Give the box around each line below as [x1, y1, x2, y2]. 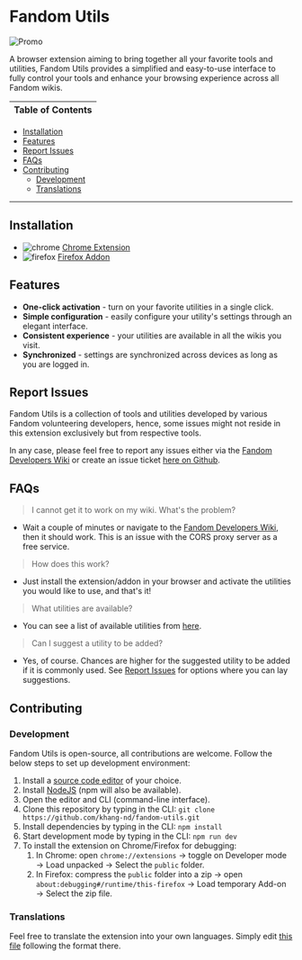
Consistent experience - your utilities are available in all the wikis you [22, 330, 281, 341]
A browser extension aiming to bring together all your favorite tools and [9, 53, 273, 64]
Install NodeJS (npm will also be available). [22, 785, 182, 795]
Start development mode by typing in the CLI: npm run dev [22, 830, 238, 841]
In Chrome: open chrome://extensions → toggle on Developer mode [35, 849, 288, 860]
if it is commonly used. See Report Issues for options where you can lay [22, 665, 289, 676]
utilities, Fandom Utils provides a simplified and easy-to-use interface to [9, 63, 276, 74]
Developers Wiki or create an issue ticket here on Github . [9, 454, 220, 465]
